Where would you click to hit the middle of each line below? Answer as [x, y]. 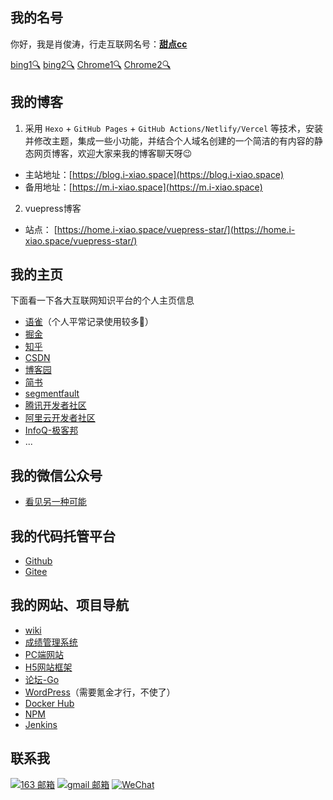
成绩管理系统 [51, 642]
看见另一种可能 [55, 502]
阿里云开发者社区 [60, 418]
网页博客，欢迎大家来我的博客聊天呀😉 [113, 153]
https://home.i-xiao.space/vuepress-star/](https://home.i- [176, 229]
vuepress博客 [53, 208]
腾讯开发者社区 [55, 405]
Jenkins [41, 724]
